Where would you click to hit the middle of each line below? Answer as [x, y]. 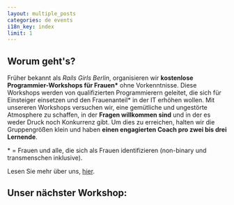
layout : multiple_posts [42, 14]
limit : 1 [20, 33]
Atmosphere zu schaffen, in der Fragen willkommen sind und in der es [109, 115]
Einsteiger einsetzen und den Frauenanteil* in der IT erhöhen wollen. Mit [111, 100]
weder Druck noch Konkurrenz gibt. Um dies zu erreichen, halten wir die [111, 122]
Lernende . [23, 137]
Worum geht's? [41, 61]
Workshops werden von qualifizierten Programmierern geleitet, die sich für [114, 93]
